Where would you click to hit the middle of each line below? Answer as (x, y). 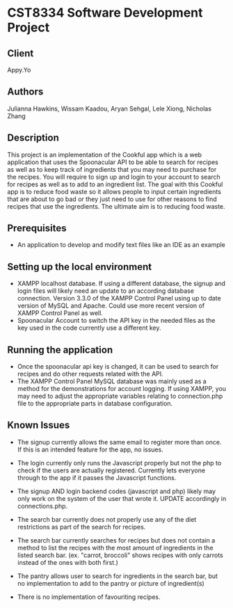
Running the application (60, 350)
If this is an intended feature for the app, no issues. (90, 449)
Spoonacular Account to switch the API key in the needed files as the (116, 321)
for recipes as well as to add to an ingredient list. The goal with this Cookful (115, 184)
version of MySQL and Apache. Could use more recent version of (111, 306)
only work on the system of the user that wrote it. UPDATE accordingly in (122, 498)
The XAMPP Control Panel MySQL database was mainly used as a (112, 381)
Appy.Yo (19, 70)
